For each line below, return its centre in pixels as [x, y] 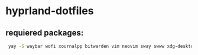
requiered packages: [45, 33]
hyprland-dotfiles [50, 11]
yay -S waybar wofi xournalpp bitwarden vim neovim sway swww [86, 46]
